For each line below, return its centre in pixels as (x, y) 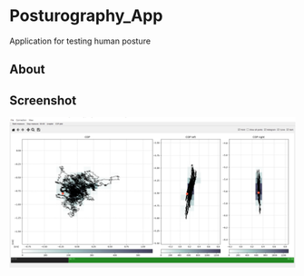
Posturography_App (86, 16)
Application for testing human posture (80, 41)
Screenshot (43, 100)
